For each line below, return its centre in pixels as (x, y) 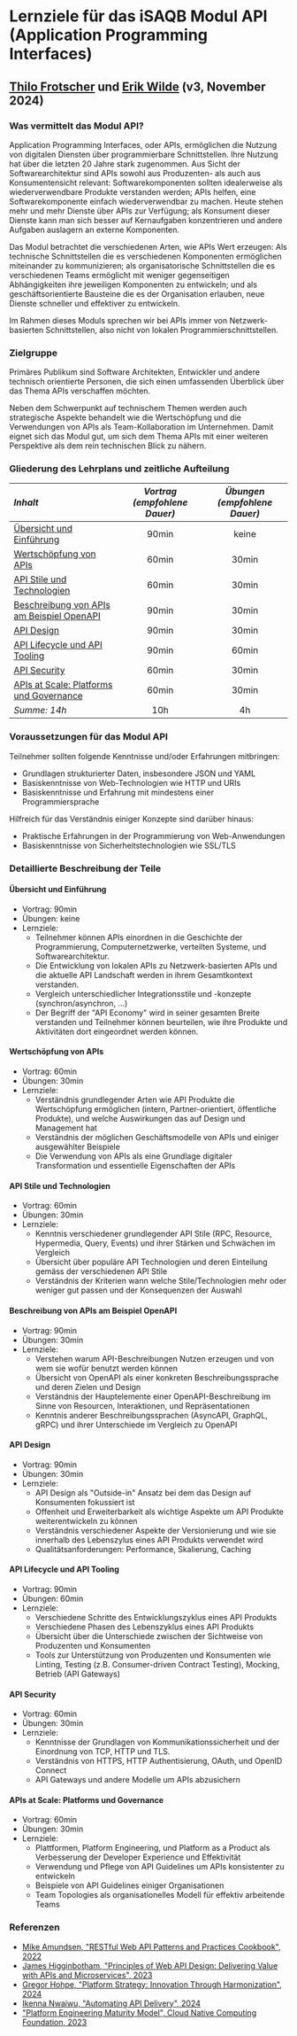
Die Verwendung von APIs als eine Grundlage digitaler (133, 1156)
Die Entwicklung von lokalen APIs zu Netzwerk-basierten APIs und (156, 965)
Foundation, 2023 (54, 2022)
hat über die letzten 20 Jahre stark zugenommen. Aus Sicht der (125, 163)
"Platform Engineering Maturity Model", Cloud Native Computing (139, 2012)
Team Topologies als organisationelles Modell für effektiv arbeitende (160, 1895)
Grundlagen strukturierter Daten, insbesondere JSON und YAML (139, 773)
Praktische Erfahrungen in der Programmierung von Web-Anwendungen (153, 835)
